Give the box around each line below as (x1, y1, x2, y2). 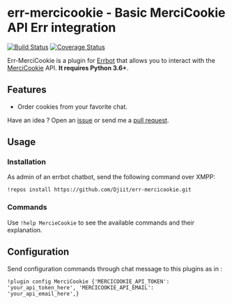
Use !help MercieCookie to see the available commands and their (7, 218, 195, 227)
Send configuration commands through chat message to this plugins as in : (7, 264, 223, 273)
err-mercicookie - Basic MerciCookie (7, 5, 226, 21)
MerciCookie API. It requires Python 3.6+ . (7, 63, 129, 72)
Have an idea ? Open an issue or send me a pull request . (7, 116, 169, 124)
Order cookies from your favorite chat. (17, 102, 127, 111)
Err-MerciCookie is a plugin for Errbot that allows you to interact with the (7, 56, 216, 64)
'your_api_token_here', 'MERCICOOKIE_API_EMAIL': (7, 284, 155, 291)
